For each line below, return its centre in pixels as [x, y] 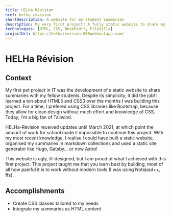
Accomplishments [35, 191]
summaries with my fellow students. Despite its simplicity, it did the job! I [81, 95]
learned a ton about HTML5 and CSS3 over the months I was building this [82, 101]
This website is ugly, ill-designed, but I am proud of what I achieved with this [86, 159]
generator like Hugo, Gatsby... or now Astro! [52, 149]
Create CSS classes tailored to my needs [56, 203]
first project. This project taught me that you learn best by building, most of [84, 164]
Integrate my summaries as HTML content [57, 209]
